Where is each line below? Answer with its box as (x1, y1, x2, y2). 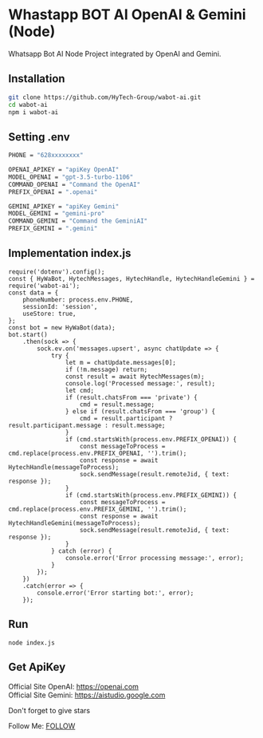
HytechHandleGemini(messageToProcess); (8, 519, 141, 527)
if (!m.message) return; (65, 365, 148, 373)
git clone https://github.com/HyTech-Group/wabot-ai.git (8, 93, 202, 101)
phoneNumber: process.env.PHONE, (22, 295, 134, 304)
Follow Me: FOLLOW (8, 720, 76, 731)
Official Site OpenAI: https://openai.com (8, 681, 139, 691)
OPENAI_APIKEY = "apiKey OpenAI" (8, 166, 120, 174)
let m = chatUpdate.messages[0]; (65, 358, 177, 366)
